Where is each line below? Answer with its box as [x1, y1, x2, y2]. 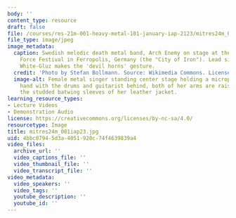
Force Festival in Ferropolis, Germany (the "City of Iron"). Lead [20, 56, 221, 63]
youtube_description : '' [13, 193, 86, 200]
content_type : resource [7, 17, 77, 24]
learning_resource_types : [7, 96, 83, 103]
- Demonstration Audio [7, 108, 74, 115]
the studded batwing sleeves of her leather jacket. [20, 89, 178, 96]
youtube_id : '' [13, 200, 58, 207]
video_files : [7, 141, 46, 148]
